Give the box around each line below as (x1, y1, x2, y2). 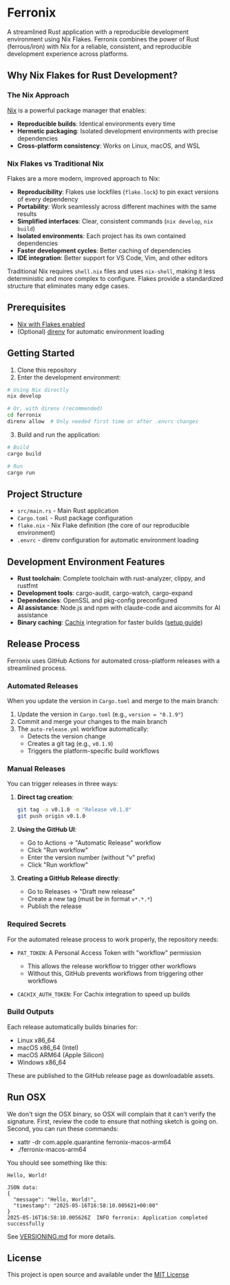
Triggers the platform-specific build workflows (27, 747, 160, 755)
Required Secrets (7, 919, 67, 929)
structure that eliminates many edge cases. (7, 282, 129, 290)
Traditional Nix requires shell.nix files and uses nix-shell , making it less (7, 267, 216, 275)
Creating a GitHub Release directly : (17, 874, 121, 883)
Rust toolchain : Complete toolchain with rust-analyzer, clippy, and (17, 574, 205, 582)
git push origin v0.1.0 (17, 813, 86, 820)
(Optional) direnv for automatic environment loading (17, 327, 165, 335)
